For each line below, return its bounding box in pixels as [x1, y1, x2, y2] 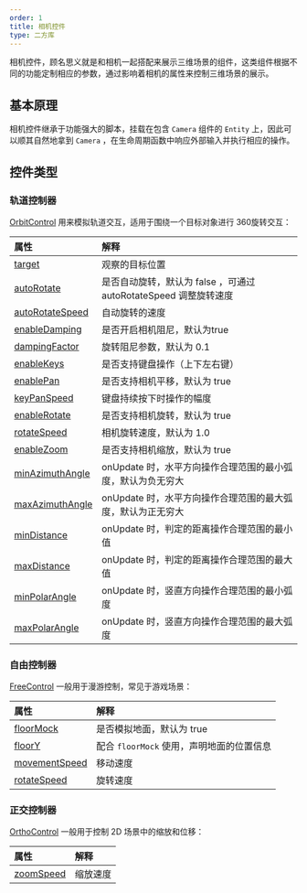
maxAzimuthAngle [14, 498, 93, 511]
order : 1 [9, 13, 43, 23]
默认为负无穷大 [120, 474, 185, 487]
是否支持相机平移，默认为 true [101, 374, 231, 387]
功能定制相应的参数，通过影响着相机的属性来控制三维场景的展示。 [25, 68, 274, 79]
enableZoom [14, 443, 69, 456]
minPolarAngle [14, 590, 77, 603]
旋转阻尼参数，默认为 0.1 [101, 340, 210, 353]
